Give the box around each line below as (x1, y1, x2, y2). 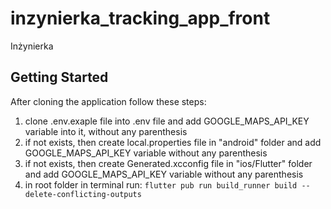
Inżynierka (10, 40, 54, 52)
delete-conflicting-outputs (24, 189, 142, 199)
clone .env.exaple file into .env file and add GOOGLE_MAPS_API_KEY (24, 115, 310, 127)
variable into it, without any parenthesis (24, 125, 188, 137)
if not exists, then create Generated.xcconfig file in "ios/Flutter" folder (24, 157, 313, 169)
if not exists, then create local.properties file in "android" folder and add (24, 136, 322, 148)
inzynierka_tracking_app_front (10, 7, 271, 30)
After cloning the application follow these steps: (10, 95, 207, 107)
